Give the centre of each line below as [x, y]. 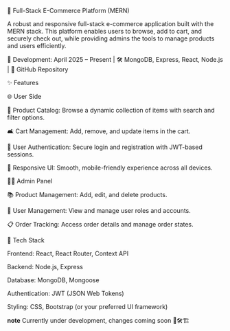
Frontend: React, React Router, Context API [68, 253]
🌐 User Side [24, 96]
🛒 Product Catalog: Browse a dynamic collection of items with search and [111, 110]
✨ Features [23, 83]
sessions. [21, 154]
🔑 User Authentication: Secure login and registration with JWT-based [105, 147]
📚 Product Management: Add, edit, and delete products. [87, 195]
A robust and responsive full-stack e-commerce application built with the [111, 24]
